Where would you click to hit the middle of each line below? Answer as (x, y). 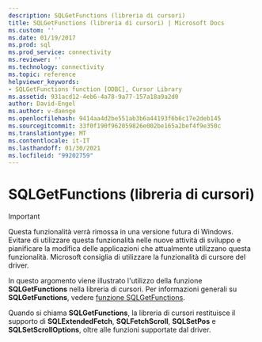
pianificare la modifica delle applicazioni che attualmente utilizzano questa (130, 249)
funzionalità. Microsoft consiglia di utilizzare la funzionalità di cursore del (127, 257)
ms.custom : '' (32, 30)
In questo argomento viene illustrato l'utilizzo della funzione (105, 281)
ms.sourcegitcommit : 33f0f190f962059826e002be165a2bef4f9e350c (115, 126)
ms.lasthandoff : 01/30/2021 (55, 148)
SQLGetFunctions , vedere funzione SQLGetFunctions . (97, 298)
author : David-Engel (42, 104)
